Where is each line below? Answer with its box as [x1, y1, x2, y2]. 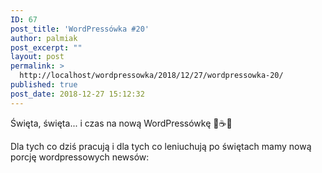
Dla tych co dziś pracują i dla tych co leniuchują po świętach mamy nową [10, 140, 312, 152]
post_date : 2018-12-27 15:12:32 [10, 89, 145, 99]
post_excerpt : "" [10, 42, 83, 53]
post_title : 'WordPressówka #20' [10, 24, 150, 34]
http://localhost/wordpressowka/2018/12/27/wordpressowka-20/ [19, 71, 284, 81]
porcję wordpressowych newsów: [10, 151, 150, 163]
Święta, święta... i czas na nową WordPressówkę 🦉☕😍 [10, 117, 233, 129]
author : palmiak [10, 33, 78, 43]
